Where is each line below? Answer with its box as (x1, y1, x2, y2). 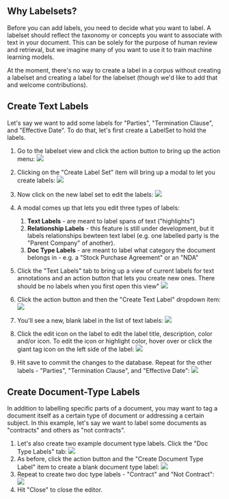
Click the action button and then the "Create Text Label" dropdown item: (16, 295, 221, 304)
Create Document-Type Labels (7, 387, 140, 398)
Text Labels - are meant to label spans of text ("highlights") (27, 217, 196, 225)
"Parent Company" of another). (27, 239, 116, 247)
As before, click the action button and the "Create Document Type (16, 455, 204, 463)
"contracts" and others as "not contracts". (7, 426, 126, 435)
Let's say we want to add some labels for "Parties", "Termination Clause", (7, 119, 214, 127)
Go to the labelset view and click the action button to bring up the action (16, 147, 221, 155)
